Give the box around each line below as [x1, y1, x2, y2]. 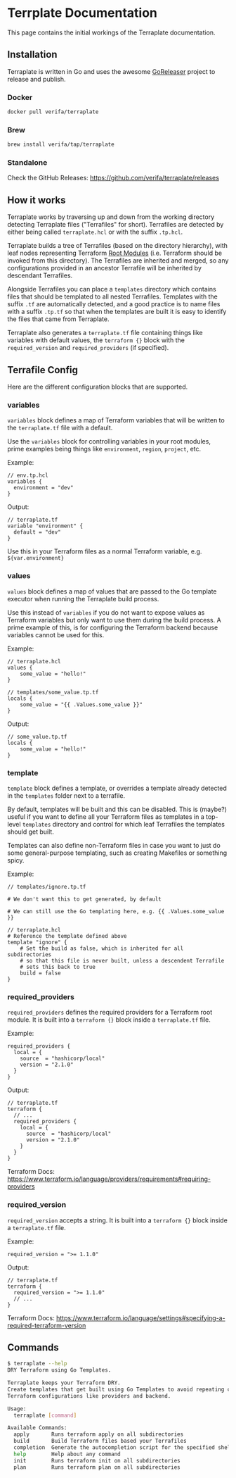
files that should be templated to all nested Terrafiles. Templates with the [7, 292, 218, 301]
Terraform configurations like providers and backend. [7, 1392, 171, 1399]
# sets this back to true [20, 963, 96, 970]
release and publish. [7, 75, 66, 83]
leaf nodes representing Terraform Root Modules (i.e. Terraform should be [7, 249, 223, 258]
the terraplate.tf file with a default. [7, 424, 113, 432]
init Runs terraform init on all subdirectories [13, 1457, 181, 1464]
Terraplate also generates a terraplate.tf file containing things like [7, 329, 203, 337]
